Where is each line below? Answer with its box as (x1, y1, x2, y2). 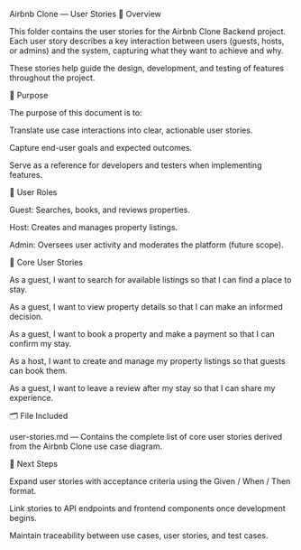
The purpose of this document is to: (9, 107, 142, 117)
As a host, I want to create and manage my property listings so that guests (9, 356, 286, 366)
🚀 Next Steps (9, 459, 59, 469)
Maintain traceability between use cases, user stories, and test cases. (9, 530, 269, 541)
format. (9, 486, 37, 496)
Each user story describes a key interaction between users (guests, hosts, (9, 36, 285, 46)
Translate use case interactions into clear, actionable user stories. (9, 125, 253, 135)
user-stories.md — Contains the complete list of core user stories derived (9, 432, 283, 442)
